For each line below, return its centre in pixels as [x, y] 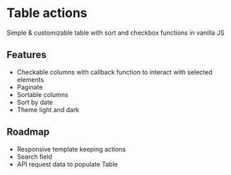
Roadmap [28, 132]
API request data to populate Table [67, 164]
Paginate [30, 87]
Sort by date [35, 102]
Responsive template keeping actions [71, 149]
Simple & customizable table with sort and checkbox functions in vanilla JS [115, 33]
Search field [34, 157]
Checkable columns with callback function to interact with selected [114, 72]
